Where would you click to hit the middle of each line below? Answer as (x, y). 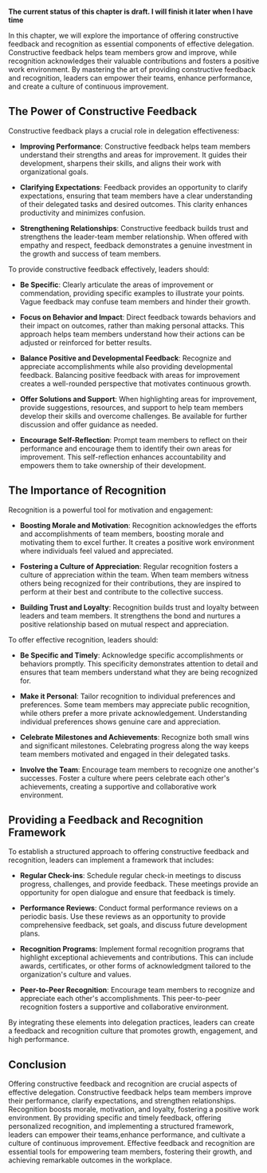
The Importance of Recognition (87, 491)
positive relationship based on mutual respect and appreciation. (124, 624)
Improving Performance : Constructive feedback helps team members (135, 146)
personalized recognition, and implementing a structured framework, (121, 1127)
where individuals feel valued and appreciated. (96, 551)
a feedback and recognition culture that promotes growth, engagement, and (133, 1031)
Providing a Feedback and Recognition (106, 820)
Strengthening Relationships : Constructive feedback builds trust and (134, 228)
